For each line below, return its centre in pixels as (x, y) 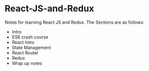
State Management (31, 47)
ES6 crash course (30, 37)
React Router (25, 53)
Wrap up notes (27, 63)
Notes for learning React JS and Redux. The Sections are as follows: (74, 22)
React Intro (23, 42)
